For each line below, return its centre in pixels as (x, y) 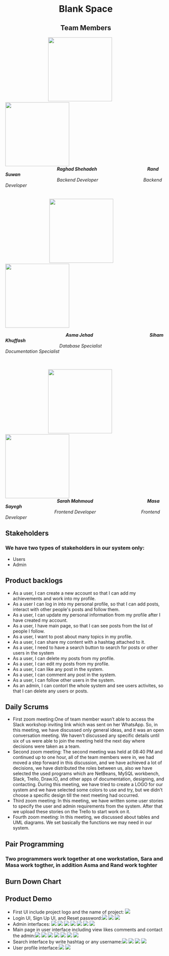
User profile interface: (36, 948)
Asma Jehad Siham (115, 335)
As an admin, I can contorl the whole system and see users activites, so (88, 685)
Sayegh (14, 506)
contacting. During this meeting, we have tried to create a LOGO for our (88, 785)
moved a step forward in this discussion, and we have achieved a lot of (87, 763)
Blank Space (86, 9)
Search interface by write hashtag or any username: (67, 942)
